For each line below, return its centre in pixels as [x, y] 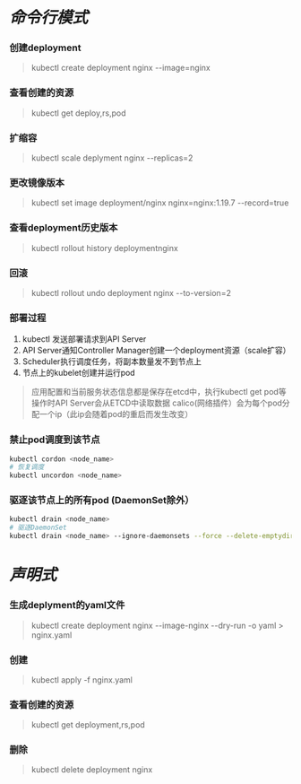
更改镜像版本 [37, 183]
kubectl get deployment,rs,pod [88, 725]
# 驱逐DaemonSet [38, 528]
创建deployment [45, 48]
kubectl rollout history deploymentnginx [105, 248]
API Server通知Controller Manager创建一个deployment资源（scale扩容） [156, 351]
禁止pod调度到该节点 [55, 440]
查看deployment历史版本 [64, 228]
